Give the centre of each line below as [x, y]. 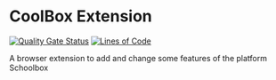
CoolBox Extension [81, 16]
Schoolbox [29, 68]
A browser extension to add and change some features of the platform [138, 58]
